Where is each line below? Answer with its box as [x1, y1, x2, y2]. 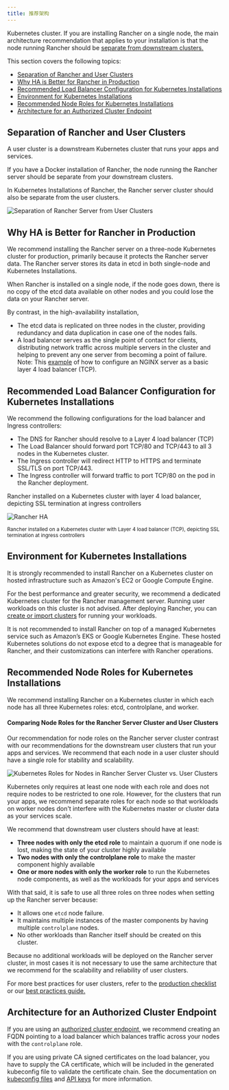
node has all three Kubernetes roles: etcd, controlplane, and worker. [7, 703, 199, 711]
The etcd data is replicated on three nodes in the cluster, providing [16, 321, 206, 330]
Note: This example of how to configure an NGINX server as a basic [16, 358, 209, 367]
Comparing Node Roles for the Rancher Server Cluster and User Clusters [7, 719, 219, 727]
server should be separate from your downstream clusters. [7, 173, 173, 181]
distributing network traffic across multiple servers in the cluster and [16, 343, 211, 351]
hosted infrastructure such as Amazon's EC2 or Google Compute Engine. [7, 576, 214, 585]
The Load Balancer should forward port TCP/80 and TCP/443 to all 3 [16, 442, 212, 450]
